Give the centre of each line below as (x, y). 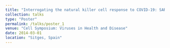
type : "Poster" (21, 19)
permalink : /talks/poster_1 (35, 24)
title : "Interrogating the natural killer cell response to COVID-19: (81, 10)
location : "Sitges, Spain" (34, 38)
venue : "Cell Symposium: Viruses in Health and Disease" (67, 28)
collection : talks (25, 14)
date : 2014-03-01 (24, 33)
